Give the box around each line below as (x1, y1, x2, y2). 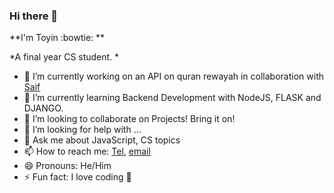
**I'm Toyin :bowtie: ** (9, 32, 106, 44)
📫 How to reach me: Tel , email (23, 145, 151, 158)
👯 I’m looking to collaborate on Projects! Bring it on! (23, 113, 236, 125)
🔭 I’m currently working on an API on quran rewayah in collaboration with (23, 70, 324, 83)
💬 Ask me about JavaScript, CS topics (23, 134, 181, 146)
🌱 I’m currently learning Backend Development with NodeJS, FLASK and (23, 92, 322, 104)
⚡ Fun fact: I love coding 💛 (23, 171, 132, 183)
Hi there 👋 (9, 9, 59, 23)
